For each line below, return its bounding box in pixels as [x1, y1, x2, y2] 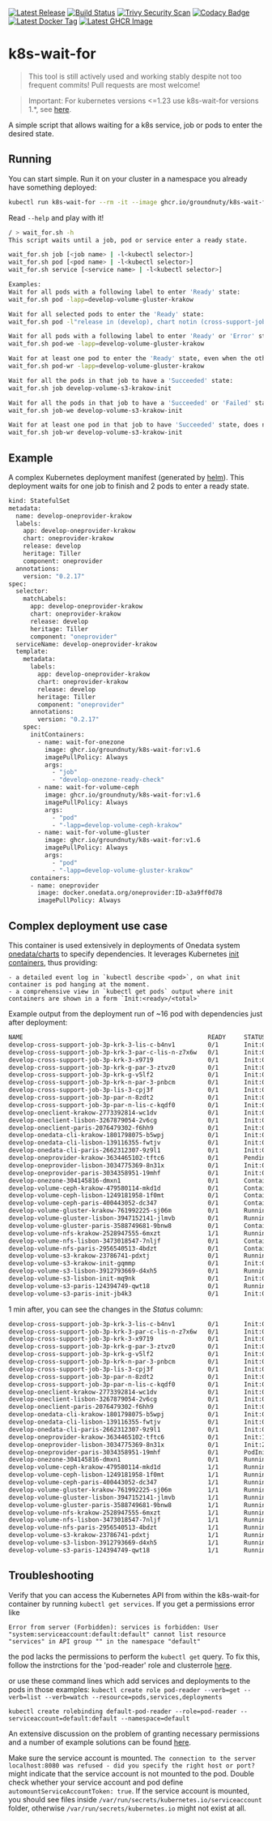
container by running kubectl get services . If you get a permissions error [8, 1599, 255, 1608]
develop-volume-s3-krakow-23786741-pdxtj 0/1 [8, 1252, 219, 1261]
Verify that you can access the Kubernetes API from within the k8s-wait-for [8, 1590, 260, 1600]
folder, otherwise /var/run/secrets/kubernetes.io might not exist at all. [8, 1803, 247, 1813]
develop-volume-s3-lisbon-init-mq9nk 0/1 [8, 1274, 219, 1282]
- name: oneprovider [29, 881, 100, 890]
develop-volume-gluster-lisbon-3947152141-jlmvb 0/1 [8, 1214, 219, 1222]
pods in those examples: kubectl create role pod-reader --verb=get [8, 1684, 240, 1694]
